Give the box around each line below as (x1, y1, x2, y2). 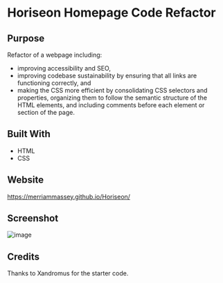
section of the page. (17, 109, 75, 116)
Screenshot (7, 212, 59, 224)
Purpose (7, 33, 45, 44)
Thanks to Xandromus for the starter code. (7, 269, 129, 277)
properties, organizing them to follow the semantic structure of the (17, 93, 208, 102)
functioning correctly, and (17, 79, 91, 87)
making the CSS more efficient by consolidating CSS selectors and (17, 86, 208, 94)
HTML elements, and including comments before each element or (17, 101, 205, 109)
